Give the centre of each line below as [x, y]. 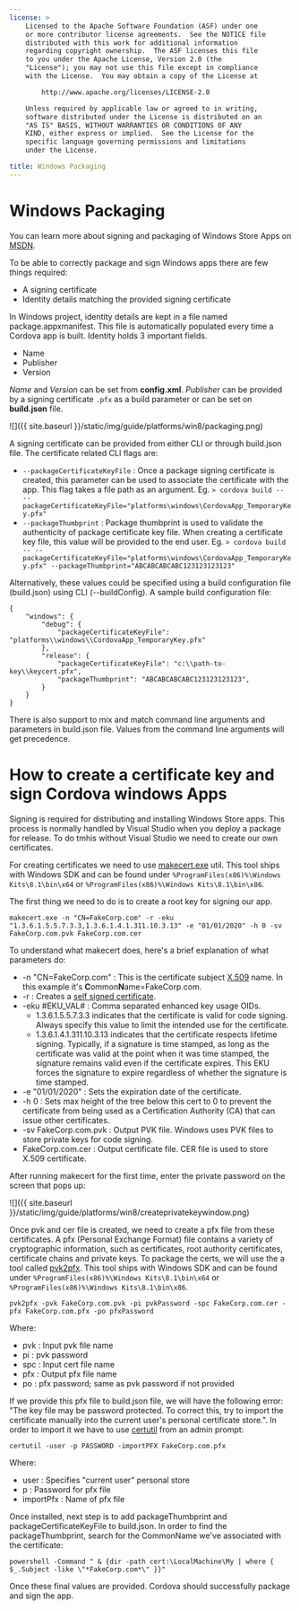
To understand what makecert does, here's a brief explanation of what [139, 950]
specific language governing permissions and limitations [136, 142]
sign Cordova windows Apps [118, 793]
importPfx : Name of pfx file [73, 1499]
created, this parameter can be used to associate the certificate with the [155, 479]
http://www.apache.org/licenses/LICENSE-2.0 [126, 92]
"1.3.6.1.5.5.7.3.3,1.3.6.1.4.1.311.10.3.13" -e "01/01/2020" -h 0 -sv [146, 926]
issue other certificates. [66, 1120]
